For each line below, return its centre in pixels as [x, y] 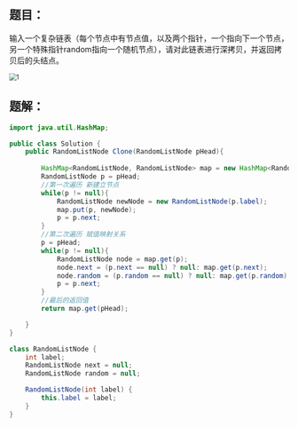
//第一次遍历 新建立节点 [80, 185]
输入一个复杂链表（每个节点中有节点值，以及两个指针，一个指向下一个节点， [149, 38]
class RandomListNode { [53, 349]
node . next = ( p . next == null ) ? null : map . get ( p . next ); [162, 267]
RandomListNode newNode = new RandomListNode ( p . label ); [162, 202]
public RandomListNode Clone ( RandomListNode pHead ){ [125, 152]
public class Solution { [55, 144]
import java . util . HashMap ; [59, 127]
